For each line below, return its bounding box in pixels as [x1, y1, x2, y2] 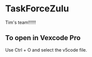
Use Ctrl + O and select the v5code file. [5, 47, 87, 53]
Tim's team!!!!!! [5, 19, 36, 25]
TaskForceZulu [5, 3, 69, 14]
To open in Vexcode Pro [5, 34, 81, 42]
